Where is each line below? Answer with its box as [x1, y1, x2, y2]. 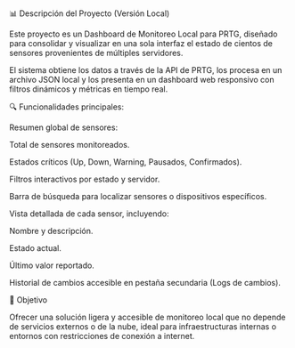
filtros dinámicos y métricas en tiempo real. [9, 84, 168, 94]
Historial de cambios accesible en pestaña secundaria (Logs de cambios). [9, 278, 281, 287]
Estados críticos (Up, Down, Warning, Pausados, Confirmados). [9, 157, 242, 167]
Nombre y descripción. [9, 226, 94, 236]
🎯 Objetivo [9, 295, 47, 305]
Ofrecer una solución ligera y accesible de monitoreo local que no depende [9, 312, 287, 322]
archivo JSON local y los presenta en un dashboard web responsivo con [9, 75, 275, 85]
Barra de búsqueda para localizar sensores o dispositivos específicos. [9, 191, 267, 201]
